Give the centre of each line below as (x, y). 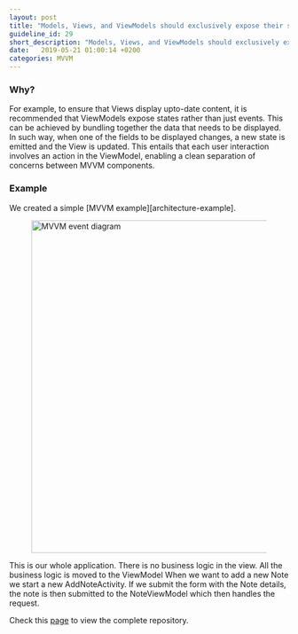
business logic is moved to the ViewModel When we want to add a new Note (149, 575)
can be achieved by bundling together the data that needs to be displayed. (145, 128)
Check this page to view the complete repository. (99, 620)
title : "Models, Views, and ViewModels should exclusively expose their (146, 26)
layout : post (33, 17)
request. (24, 603)
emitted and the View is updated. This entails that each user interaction (139, 146)
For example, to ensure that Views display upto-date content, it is (128, 109)
